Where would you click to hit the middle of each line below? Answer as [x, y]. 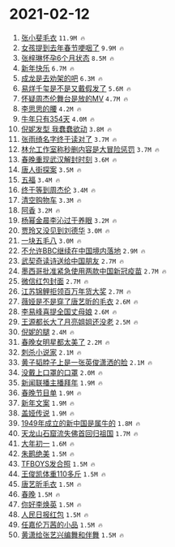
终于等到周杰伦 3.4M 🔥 [58, 190]
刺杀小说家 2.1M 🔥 [51, 352]
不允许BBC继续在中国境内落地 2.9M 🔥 [83, 250]
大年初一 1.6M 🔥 [48, 443]
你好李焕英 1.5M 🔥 [51, 504]
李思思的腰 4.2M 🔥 [51, 108]
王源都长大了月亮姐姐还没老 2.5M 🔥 [79, 321]
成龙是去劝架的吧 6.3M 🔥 [62, 78]
